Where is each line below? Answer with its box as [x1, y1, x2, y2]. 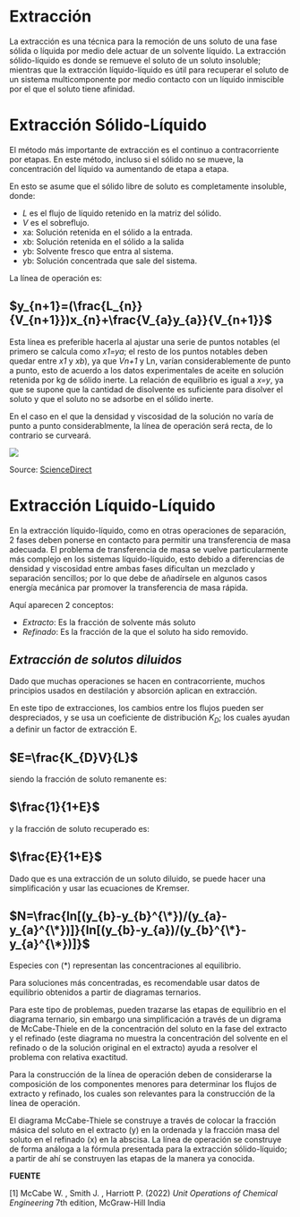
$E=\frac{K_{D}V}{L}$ [9, 750, 139, 765]
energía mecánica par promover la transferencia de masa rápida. [9, 582, 249, 593]
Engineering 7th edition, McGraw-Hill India [9, 1197, 166, 1208]
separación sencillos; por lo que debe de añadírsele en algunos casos [9, 572, 268, 583]
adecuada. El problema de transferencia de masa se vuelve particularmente [9, 544, 288, 554]
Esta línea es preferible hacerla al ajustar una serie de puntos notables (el [9, 336, 280, 347]
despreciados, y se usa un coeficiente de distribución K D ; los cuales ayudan [9, 712, 291, 725]
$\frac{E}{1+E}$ [9, 849, 103, 865]
